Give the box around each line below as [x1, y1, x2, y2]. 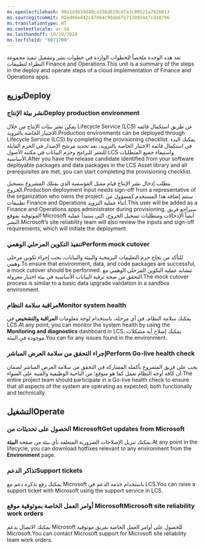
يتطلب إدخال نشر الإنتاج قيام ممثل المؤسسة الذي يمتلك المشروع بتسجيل [7, 180, 171, 187]
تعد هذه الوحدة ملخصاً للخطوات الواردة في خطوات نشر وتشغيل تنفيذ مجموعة [7, 54, 181, 61]
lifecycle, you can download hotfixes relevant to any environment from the [7, 445, 192, 452]
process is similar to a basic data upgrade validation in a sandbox [7, 279, 170, 286]
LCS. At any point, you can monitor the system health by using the [7, 321, 170, 328]
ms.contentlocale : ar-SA [7, 25, 70, 32]
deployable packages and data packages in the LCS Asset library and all [7, 161, 187, 169]
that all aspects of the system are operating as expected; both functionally [7, 382, 192, 390]
